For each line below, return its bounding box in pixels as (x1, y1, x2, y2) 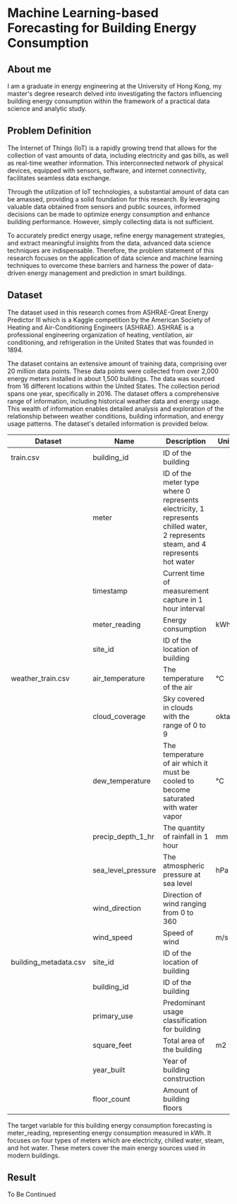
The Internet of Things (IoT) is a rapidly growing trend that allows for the (7, 144, 217, 152)
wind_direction (92, 903, 141, 913)
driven (7, 269, 26, 277)
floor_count (92, 1094, 130, 1104)
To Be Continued (7, 1190, 56, 1199)
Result (7, 1171, 37, 1183)
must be (163, 767, 190, 777)
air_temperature (92, 673, 145, 683)
